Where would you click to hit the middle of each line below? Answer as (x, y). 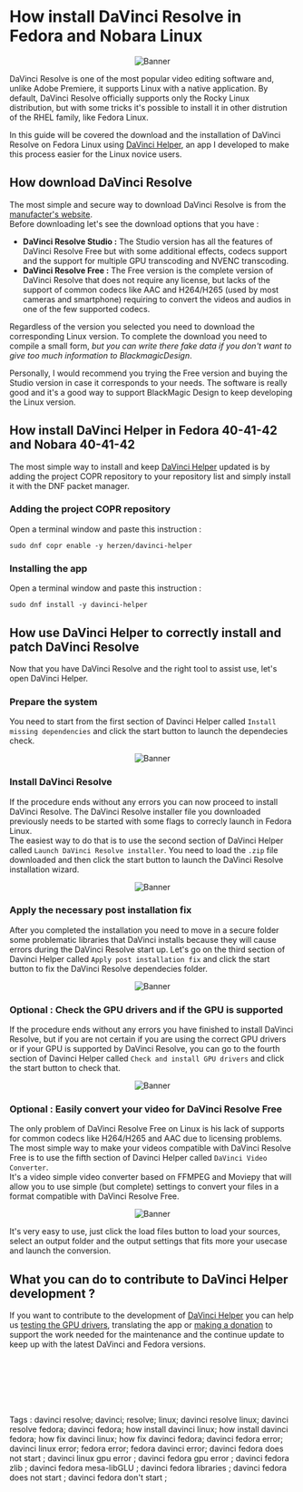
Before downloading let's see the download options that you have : (134, 223)
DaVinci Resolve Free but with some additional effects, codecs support (155, 250)
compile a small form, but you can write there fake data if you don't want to (151, 346)
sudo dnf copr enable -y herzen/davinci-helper (101, 545)
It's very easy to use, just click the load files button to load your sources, (145, 1232)
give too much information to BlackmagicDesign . (101, 355)
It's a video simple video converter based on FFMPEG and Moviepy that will (151, 1177)
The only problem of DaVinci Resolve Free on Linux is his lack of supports (147, 1129)
